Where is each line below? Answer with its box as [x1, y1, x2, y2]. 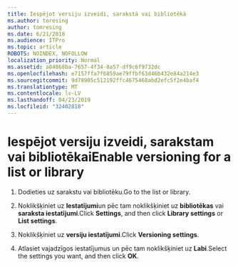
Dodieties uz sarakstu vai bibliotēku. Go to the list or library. [17, 187, 191, 196]
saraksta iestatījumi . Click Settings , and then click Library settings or [17, 209, 223, 217]
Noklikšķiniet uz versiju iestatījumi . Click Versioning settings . [17, 230, 200, 239]
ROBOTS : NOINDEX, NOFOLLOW [7, 51, 88, 58]
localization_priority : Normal [7, 57, 100, 64]
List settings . [17, 216, 58, 225]
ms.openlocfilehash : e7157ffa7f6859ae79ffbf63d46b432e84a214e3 [7, 70, 200, 77]
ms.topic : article [7, 43, 62, 51]
